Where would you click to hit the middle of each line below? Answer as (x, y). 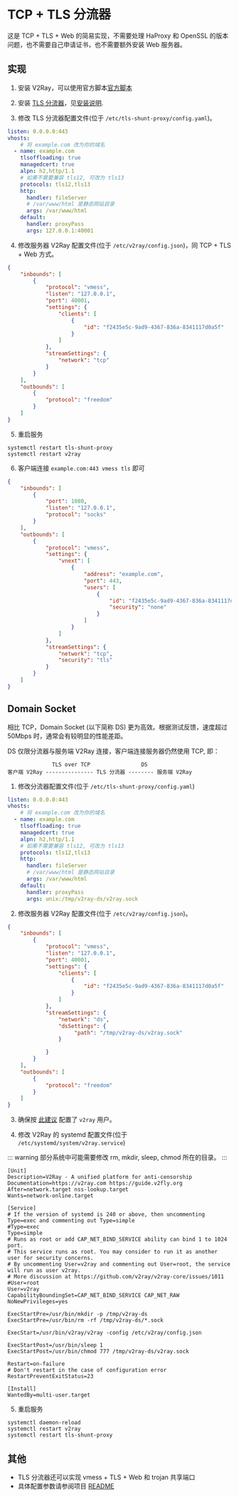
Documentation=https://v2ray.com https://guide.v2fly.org (95, 1183)
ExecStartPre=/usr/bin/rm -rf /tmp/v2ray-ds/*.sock (85, 1320)
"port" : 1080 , (66, 501)
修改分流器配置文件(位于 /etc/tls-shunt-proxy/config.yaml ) (106, 786)
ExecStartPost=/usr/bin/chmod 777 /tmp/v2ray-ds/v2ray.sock (99, 1352)
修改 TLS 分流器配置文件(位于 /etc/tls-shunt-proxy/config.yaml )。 (117, 117)
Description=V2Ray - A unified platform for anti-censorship (100, 1177)
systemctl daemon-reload (44, 1423)
